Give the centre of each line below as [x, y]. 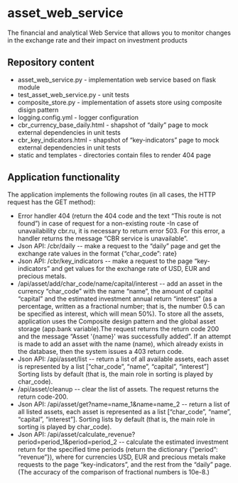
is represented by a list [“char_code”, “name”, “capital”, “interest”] [113, 366]
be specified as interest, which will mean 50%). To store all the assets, [121, 313]
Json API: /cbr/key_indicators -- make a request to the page [105, 261]
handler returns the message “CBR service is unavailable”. [103, 238]
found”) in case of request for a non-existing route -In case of [108, 223]
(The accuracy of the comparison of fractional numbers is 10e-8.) [113, 472]
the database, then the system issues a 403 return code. [101, 351]
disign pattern [38, 110]
